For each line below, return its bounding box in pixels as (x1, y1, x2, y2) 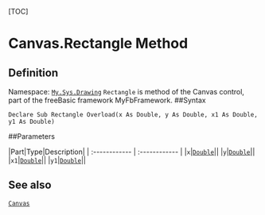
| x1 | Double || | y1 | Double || (8, 155, 86, 165)
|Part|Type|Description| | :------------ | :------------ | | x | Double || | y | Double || (8, 147, 255, 156)
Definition (8, 66, 58, 79)
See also (8, 179, 52, 192)
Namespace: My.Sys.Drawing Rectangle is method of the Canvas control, (8, 87, 245, 96)
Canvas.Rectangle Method (8, 35, 189, 52)
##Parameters (8, 132, 56, 141)
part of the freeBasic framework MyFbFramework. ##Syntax (8, 95, 206, 105)
